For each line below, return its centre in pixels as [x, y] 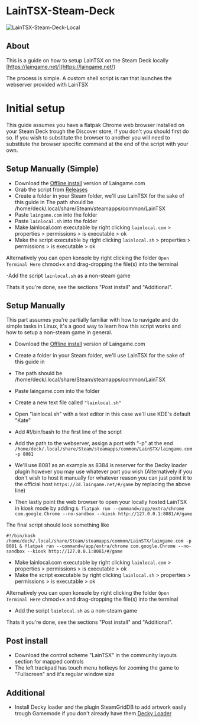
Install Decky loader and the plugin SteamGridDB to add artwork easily [100, 707]
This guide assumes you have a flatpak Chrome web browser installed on [95, 125]
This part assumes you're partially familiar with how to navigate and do [92, 320]
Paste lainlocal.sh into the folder [56, 221]
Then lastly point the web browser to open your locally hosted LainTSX [101, 502]
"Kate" [23, 420]
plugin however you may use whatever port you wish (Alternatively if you [103, 472]
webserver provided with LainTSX [47, 84]
